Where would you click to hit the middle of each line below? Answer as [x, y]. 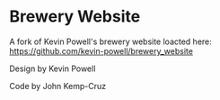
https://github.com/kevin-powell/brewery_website [101, 50]
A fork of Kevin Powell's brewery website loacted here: [111, 41]
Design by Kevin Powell [53, 68]
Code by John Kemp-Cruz [58, 86]
